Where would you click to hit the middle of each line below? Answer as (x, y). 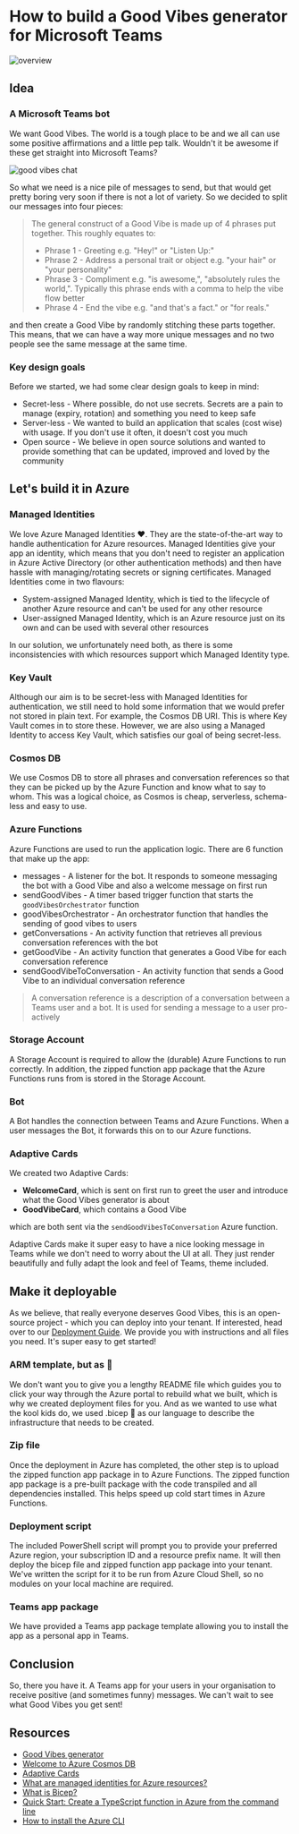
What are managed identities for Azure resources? (115, 1783)
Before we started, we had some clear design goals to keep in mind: (134, 386)
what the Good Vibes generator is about (96, 1200)
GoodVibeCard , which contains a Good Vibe (104, 1209)
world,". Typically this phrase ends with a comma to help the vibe (164, 288)
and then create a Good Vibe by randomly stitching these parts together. (142, 325)
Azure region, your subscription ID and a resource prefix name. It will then (145, 1556)
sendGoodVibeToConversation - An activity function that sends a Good (153, 971)
